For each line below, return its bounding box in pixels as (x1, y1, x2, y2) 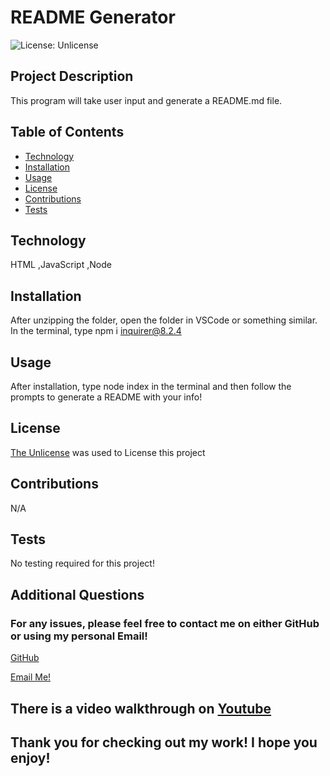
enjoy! (10, 749, 51, 766)
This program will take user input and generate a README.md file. (10, 94, 283, 106)
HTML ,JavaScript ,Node (10, 259, 112, 271)
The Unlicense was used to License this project (10, 446, 206, 458)
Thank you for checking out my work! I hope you (10, 734, 318, 751)
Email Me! (10, 671, 52, 683)
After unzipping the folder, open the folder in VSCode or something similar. (10, 314, 318, 326)
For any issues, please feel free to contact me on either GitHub (10, 616, 320, 630)
